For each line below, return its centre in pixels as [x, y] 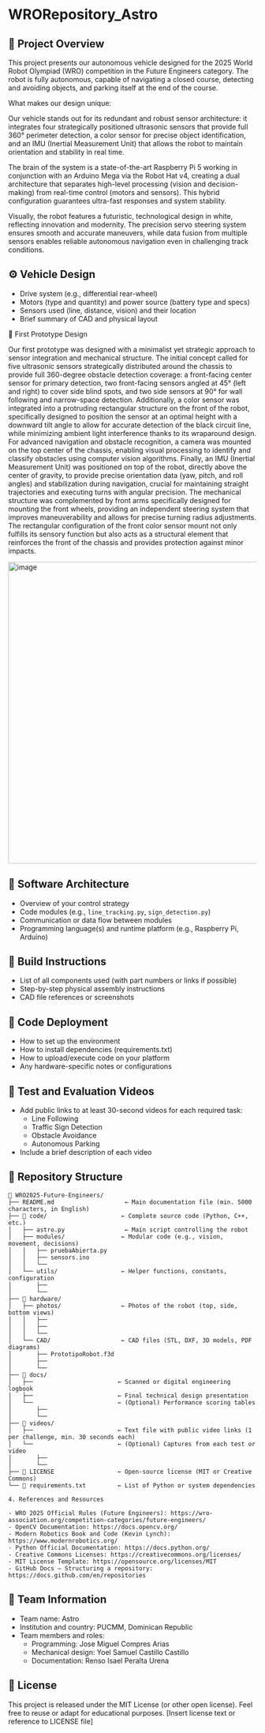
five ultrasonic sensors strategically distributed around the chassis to [120, 366]
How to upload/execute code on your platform [95, 1058]
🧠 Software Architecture [69, 884]
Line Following [55, 1118]
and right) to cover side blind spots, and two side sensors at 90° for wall [125, 391]
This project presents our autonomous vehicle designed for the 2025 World [131, 62]
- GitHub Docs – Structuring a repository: [81, 1568]
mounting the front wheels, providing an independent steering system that [129, 509]
